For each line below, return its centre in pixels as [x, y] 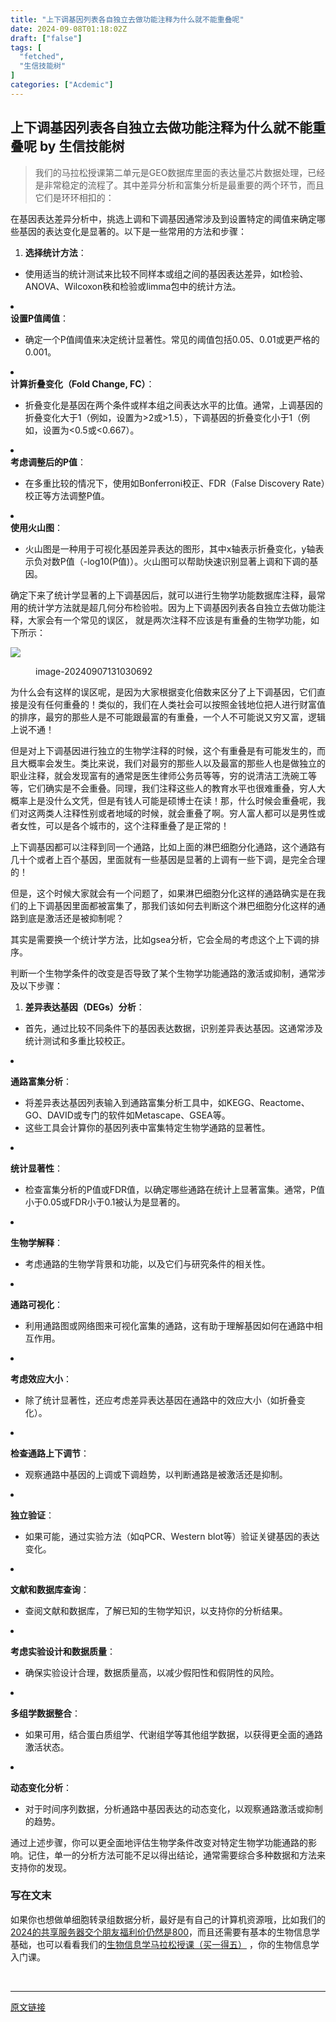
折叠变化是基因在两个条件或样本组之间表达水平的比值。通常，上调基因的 [173, 405]
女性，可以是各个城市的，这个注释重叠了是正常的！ [124, 825]
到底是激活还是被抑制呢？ [71, 918]
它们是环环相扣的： [74, 197]
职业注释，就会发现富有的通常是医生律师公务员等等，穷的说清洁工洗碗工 [159, 775]
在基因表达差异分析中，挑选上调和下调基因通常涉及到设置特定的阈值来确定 [163, 218]
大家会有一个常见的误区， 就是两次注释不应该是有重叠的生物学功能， [169, 620]
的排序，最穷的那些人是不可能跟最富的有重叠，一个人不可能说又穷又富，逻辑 [168, 717]
